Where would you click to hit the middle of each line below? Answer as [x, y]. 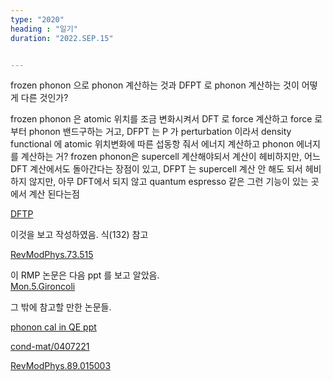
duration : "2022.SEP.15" [62, 38]
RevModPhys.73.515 [52, 255]
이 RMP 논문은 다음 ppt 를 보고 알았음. [85, 275]
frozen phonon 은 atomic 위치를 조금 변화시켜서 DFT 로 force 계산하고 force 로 [166, 119]
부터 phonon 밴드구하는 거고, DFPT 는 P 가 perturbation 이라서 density [151, 132]
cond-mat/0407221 [50, 347]
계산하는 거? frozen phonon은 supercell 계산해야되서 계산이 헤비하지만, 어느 [170, 157]
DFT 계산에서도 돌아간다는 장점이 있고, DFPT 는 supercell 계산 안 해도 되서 [156, 169]
